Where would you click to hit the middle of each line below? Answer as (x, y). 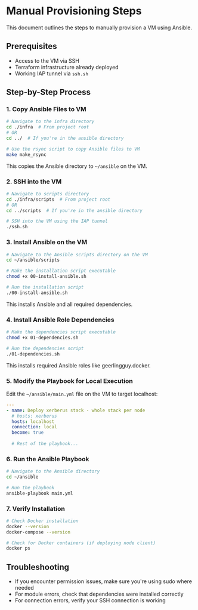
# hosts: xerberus (35, 416)
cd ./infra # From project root (48, 127)
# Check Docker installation (42, 521)
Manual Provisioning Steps (74, 11)
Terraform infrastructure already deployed (66, 67)
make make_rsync (26, 154)
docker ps (18, 548)
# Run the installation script (45, 287)
